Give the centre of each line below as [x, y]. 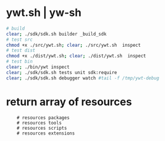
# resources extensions [46, 133]
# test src [19, 39]
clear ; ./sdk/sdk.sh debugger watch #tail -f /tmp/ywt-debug [83, 78]
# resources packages [43, 118]
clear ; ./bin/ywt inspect [38, 67]
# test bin [19, 62]
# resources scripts [42, 128]
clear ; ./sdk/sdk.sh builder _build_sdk [57, 34]
